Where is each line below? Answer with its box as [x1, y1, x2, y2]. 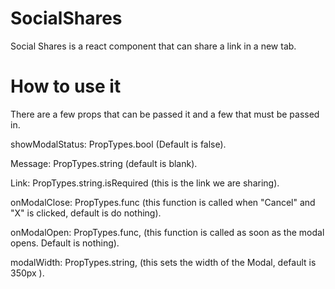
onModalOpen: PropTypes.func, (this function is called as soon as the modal [10, 226, 325, 238]
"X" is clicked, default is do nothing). [10, 207, 162, 219]
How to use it [10, 75, 122, 98]
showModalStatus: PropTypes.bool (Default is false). [10, 138, 227, 150]
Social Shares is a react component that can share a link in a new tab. [10, 40, 297, 52]
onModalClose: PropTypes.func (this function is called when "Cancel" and [10, 196, 316, 208]
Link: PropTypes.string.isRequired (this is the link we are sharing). [10, 177, 280, 189]
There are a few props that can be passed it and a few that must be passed [10, 108, 320, 120]
